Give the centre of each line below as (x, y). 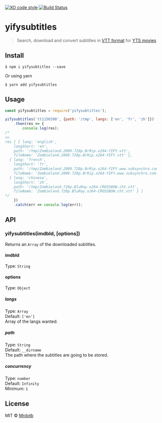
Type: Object (18, 288)
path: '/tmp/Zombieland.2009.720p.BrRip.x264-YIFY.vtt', (72, 151)
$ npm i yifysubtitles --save (35, 67)
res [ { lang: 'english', (31, 142)
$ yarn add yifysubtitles (31, 85)
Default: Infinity (22, 383)
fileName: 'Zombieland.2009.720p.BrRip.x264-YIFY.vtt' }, (73, 155)
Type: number (18, 378)
